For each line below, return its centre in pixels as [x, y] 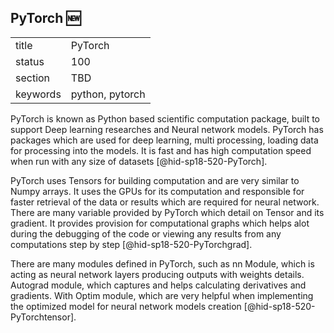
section [33, 78]
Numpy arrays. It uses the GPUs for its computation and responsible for [157, 191]
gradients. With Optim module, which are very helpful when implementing [162, 295]
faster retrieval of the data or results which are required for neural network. [165, 202]
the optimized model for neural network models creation [126, 306]
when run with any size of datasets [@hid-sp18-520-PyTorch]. [139, 161]
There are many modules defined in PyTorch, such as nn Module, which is [162, 263]
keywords [38, 94]
